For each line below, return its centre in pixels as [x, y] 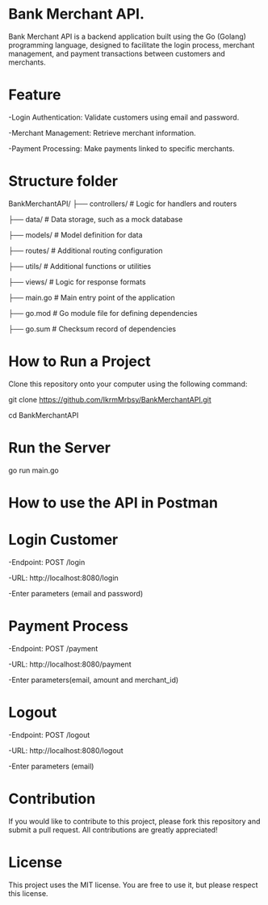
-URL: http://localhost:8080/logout [66, 750]
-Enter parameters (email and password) [76, 593]
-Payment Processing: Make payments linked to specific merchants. [121, 148]
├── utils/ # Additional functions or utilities [80, 266]
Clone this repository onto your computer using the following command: [128, 384]
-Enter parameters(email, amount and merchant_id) [94, 680]
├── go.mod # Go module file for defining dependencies [103, 313]
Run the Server [60, 447]
